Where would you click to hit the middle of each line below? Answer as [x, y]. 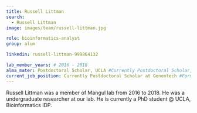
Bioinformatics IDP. [29, 105]
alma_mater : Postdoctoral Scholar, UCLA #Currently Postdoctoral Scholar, [99, 70]
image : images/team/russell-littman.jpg [56, 28]
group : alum [21, 44]
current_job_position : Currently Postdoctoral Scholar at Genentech [91, 76]
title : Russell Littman [35, 11]
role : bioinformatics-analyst [43, 39]
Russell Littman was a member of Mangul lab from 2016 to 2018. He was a [95, 93]
